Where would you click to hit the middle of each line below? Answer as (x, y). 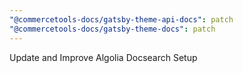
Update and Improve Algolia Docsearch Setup (103, 57)
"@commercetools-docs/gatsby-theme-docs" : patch (112, 29)
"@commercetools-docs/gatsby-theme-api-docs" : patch (121, 19)
